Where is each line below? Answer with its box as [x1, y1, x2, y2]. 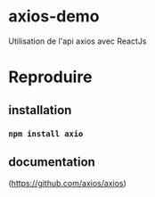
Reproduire [8, 67, 93, 87]
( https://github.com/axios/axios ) [8, 178, 126, 189]
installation [8, 103, 72, 118]
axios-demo [8, 6, 100, 27]
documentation [8, 154, 95, 169]
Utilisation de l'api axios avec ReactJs [8, 36, 147, 46]
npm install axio [8, 129, 84, 139]
